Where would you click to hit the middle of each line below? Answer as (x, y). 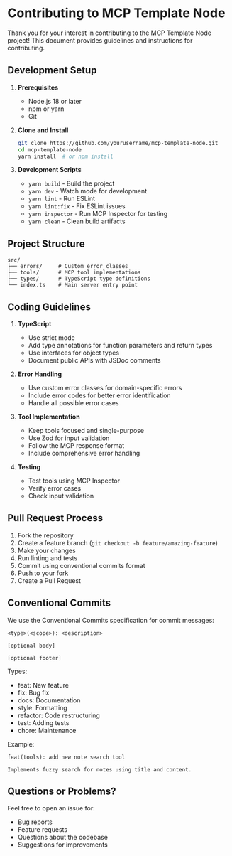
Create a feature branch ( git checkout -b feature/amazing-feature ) (118, 542)
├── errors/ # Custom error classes (68, 267)
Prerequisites (38, 87)
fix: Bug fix (33, 692)
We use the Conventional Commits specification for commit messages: (111, 620)
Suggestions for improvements (62, 845)
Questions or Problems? (62, 792)
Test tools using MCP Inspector (74, 481)
